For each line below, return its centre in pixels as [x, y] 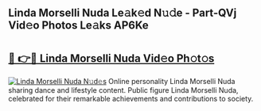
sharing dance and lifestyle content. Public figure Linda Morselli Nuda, [123, 90]
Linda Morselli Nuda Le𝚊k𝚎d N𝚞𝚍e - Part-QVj [123, 13]
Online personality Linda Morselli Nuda [172, 81]
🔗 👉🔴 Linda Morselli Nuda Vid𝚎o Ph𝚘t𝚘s [111, 58]
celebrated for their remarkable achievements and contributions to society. [131, 99]
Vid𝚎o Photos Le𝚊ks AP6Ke [78, 26]
